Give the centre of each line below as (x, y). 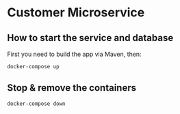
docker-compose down (37, 104)
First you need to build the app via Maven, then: (74, 54)
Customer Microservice (76, 13)
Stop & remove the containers (72, 88)
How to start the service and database (90, 38)
